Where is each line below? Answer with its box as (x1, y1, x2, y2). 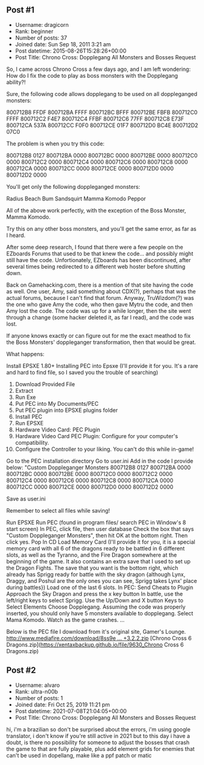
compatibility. (15, 439, 49, 446)
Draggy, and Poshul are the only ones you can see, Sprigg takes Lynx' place (6, 577, 197, 584)
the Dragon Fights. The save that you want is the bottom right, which (6, 564, 178, 571)
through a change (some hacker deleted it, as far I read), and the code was (6, 313, 194, 321)
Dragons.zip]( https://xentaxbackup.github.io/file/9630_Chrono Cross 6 (6, 641, 184, 648)
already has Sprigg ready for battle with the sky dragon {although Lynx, (6, 571, 186, 578)
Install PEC (15, 412, 43, 420)
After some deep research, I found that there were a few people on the (6, 243, 184, 251)
